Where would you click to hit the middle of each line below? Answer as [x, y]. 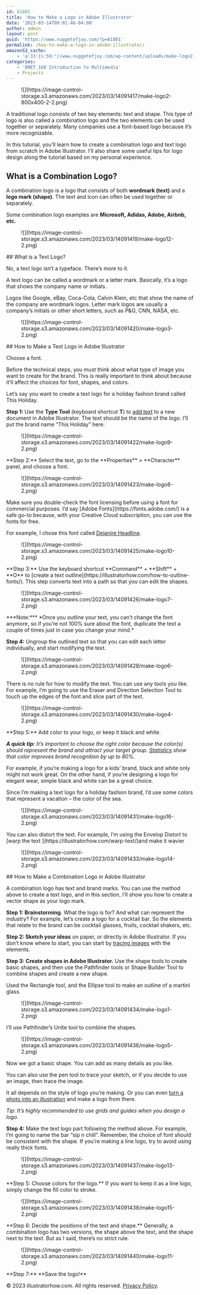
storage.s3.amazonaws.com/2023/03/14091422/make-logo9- [97, 442]
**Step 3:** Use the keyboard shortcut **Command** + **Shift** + [92, 569]
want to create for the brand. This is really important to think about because [99, 376]
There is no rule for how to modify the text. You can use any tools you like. [97, 684]
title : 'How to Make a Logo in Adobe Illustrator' [70, 17]
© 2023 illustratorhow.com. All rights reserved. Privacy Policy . [82, 1286]
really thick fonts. [27, 1148]
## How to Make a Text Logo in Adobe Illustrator [65, 346]
